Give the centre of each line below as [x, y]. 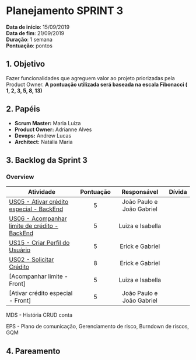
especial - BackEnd [36, 209]
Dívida [178, 192]
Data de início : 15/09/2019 [38, 27]
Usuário [20, 250]
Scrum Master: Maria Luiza [48, 123]
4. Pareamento [33, 351]
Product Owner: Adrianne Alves [53, 129]
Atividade [42, 192]
